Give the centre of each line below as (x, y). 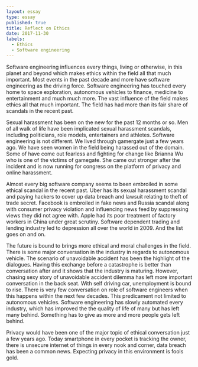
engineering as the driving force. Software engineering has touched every (96, 86)
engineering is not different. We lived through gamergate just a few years (95, 141)
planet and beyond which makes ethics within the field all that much (89, 73)
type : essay (21, 17)
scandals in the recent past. (40, 111)
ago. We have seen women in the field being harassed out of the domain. (95, 147)
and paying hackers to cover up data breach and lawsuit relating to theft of (97, 196)
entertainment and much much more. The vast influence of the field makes (97, 98)
